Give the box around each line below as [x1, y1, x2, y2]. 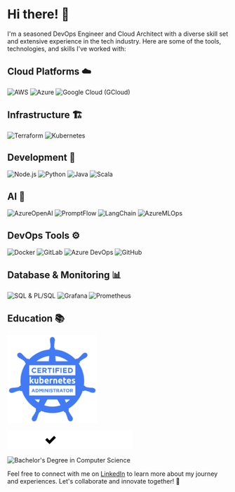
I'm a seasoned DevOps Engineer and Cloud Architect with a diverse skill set [7, 29, 229, 38]
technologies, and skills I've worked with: [7, 44, 126, 53]
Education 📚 [7, 312, 65, 325]
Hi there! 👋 [7, 6, 70, 22]
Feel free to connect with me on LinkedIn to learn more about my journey [7, 470, 218, 478]
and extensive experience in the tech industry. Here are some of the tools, [7, 36, 222, 45]
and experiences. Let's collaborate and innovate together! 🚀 [7, 477, 180, 485]
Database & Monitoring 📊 [7, 270, 121, 281]
